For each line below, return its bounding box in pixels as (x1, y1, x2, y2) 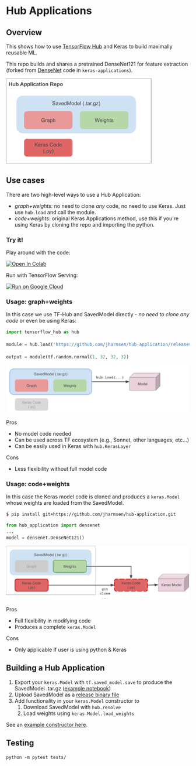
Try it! (6, 235, 23, 244)
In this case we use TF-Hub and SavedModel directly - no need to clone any (6, 311, 190, 318)
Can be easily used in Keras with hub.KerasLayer (14, 442, 131, 449)
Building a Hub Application (6, 663, 105, 673)
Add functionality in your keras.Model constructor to (14, 697, 140, 704)
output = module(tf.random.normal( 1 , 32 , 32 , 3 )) (6, 354, 129, 360)
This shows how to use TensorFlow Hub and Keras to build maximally (6, 43, 173, 50)
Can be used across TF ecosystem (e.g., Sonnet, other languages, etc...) (14, 436, 190, 443)
